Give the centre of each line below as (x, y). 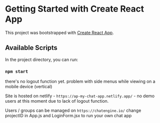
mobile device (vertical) (29, 87)
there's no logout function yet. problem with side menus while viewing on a (80, 81)
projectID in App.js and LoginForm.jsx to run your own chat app (69, 116)
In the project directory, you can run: (42, 60)
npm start (17, 71)
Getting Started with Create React (75, 9)
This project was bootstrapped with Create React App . (60, 32)
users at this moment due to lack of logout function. (57, 101)
